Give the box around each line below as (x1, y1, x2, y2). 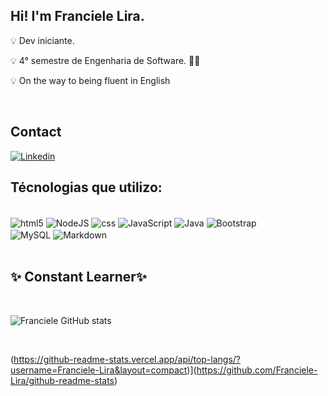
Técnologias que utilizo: (10, 179, 163, 196)
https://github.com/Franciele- (196, 364, 318, 376)
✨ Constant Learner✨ (10, 269, 148, 286)
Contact (10, 124, 62, 141)
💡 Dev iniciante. (10, 34, 75, 46)
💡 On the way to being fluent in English (10, 74, 171, 86)
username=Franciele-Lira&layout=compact (10, 364, 188, 376)
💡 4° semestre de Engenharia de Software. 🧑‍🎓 (10, 54, 201, 66)
